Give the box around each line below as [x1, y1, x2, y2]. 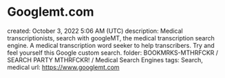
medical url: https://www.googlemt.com [7, 63, 120, 71]
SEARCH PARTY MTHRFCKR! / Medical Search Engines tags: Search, [7, 55, 203, 64]
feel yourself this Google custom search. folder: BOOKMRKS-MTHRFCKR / [7, 49, 219, 57]
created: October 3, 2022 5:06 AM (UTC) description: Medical [7, 27, 184, 35]
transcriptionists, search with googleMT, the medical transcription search [7, 34, 215, 42]
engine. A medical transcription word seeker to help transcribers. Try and [7, 41, 215, 49]
